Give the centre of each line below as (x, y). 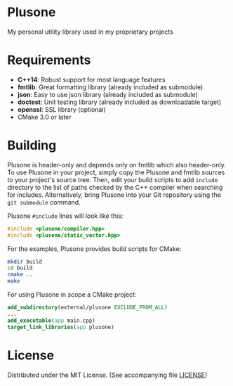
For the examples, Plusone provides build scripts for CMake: (94, 249)
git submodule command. (44, 202)
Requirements (49, 60)
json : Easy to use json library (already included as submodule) (107, 94)
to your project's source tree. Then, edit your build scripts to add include (113, 179)
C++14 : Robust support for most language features (92, 79)
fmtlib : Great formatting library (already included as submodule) (110, 87)
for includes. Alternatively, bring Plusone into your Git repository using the (114, 195)
